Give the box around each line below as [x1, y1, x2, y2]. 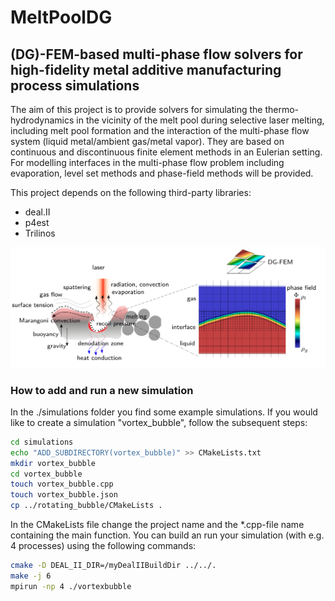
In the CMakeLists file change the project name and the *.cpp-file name [10, 519, 305, 531]
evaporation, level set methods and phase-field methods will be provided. [10, 167, 314, 179]
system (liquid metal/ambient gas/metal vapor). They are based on [10, 136, 285, 147]
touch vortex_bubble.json [10, 490, 118, 500]
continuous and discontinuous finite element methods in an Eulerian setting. [10, 146, 323, 158]
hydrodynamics [10, 114, 75, 126]
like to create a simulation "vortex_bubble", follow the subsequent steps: [10, 416, 308, 428]
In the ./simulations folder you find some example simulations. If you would [10, 406, 318, 418]
